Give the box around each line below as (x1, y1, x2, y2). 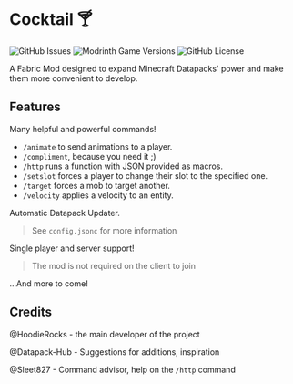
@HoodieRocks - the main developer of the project (9, 328, 200, 339)
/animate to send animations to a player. (22, 140, 173, 152)
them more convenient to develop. (9, 72, 138, 84)
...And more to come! (9, 277, 88, 289)
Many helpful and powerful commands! (9, 123, 157, 134)
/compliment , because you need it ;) (22, 150, 157, 161)
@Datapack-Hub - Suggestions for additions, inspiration (9, 346, 220, 358)
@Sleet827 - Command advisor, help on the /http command (9, 364, 237, 375)
